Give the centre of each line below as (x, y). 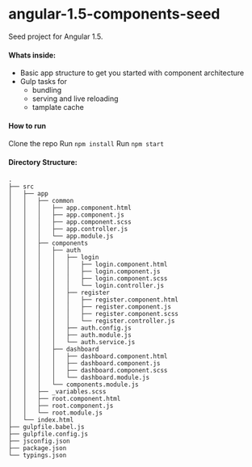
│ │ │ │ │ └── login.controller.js (86, 285)
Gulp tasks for (43, 82)
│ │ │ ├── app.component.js (67, 215)
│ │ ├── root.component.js (61, 406)
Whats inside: (32, 55)
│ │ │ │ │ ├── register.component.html (94, 300)
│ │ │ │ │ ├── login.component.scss (88, 278)
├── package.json (38, 448)
